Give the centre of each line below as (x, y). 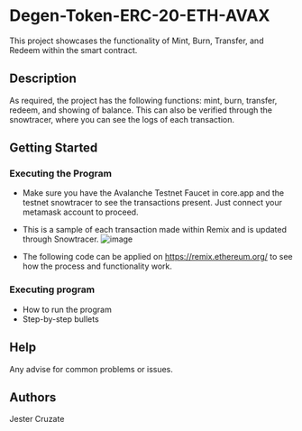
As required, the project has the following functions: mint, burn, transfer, (143, 100)
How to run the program (67, 309)
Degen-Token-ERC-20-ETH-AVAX (140, 16)
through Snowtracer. (60, 239)
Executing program (52, 289)
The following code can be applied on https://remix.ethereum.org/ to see (157, 257)
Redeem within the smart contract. (73, 50)
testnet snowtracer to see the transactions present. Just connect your (152, 203)
